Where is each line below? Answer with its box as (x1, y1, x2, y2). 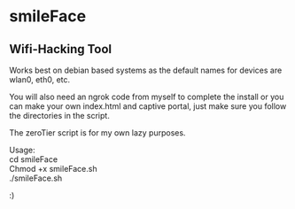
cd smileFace (9, 154, 58, 165)
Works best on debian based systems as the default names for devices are (9, 65, 283, 75)
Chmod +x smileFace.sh (9, 164, 97, 174)
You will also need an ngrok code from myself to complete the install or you (9, 91, 284, 102)
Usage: (9, 144, 35, 155)
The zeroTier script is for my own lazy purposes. (9, 128, 186, 138)
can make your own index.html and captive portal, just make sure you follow (9, 101, 287, 112)
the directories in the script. (9, 111, 111, 120)
